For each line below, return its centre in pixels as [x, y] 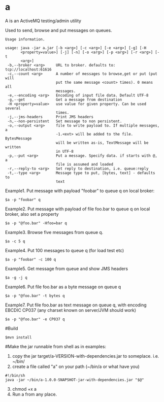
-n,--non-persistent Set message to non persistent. [65, 121]
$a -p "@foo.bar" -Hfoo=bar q [36, 223]
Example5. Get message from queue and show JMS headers [66, 268]
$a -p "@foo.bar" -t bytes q [35, 296]
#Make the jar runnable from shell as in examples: [56, 346]
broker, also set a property [32, 214]
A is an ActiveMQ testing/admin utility [43, 21]
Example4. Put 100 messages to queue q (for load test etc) [65, 250]
